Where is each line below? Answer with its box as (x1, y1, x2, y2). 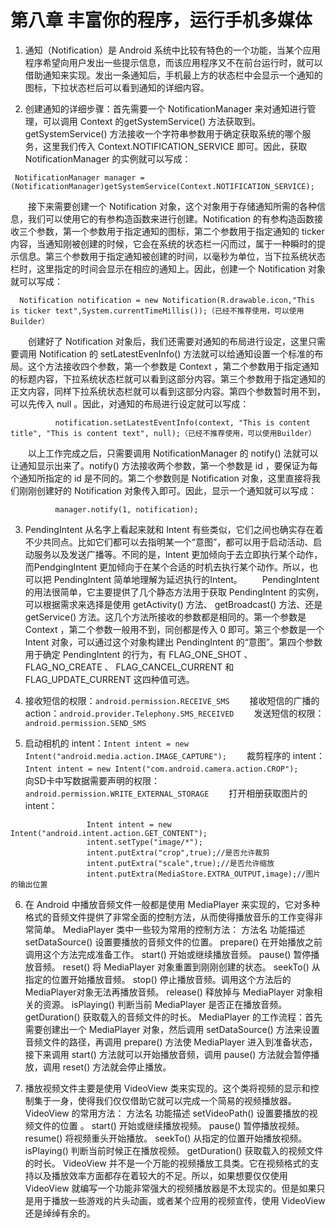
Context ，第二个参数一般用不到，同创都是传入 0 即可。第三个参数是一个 (24, 623, 325, 635)
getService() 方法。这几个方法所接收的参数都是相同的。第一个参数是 (24, 611, 307, 623)
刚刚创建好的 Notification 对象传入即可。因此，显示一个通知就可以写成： (18, 484, 317, 496)
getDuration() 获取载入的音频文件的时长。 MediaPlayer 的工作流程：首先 (24, 1011, 323, 1023)
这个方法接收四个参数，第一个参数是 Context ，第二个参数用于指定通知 (27, 360, 320, 372)
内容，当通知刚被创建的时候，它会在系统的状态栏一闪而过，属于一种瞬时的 (10, 237, 317, 250)
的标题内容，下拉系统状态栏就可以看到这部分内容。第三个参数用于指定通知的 (10, 372, 326, 385)
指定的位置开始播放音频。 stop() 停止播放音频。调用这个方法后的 (24, 973, 292, 985)
